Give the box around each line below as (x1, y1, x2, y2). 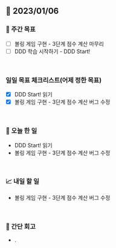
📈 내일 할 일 (5, 177, 40, 186)
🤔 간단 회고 (5, 222, 36, 231)
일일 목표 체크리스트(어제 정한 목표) (5, 76, 102, 84)
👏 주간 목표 (5, 25, 36, 34)
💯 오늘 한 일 (5, 127, 37, 135)
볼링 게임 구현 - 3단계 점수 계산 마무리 (14, 40, 104, 47)
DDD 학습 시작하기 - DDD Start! (14, 48, 91, 55)
